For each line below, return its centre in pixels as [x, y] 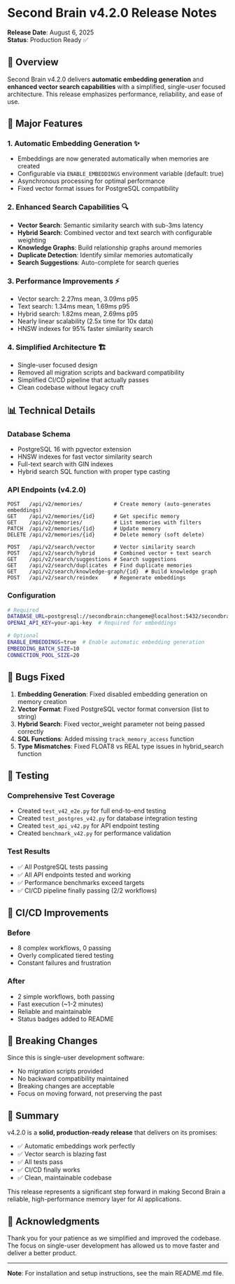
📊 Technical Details [51, 411]
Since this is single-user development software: [76, 1057]
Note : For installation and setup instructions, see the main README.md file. [115, 1273]
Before [19, 933]
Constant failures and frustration [64, 963]
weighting [32, 240]
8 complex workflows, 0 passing [64, 948]
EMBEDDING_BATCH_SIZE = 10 [43, 649]
